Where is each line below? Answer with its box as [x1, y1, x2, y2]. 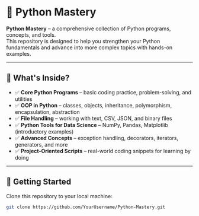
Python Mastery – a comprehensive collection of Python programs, [6, 25, 171, 32]
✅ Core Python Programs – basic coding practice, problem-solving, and [14, 88, 191, 96]
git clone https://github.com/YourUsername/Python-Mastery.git [6, 204, 166, 210]
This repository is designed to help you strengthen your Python [6, 37, 161, 45]
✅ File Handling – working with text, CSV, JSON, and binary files [14, 115, 172, 122]
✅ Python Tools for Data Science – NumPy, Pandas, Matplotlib [14, 121, 169, 128]
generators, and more [14, 141, 68, 148]
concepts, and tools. [6, 31, 56, 38]
